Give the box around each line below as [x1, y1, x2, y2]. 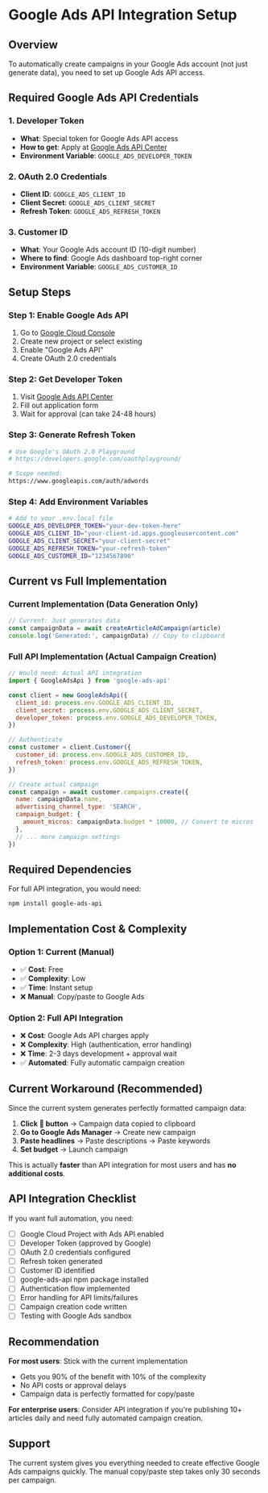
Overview [8, 38, 59, 52]
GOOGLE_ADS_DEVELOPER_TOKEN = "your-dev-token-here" [8, 522, 182, 530]
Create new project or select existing [19, 336, 142, 346]
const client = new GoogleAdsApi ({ [8, 691, 128, 699]
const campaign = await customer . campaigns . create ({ [8, 788, 189, 796]
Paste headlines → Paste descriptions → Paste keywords [19, 1136, 211, 1146]
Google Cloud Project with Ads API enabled [19, 1228, 164, 1239]
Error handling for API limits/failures [19, 1293, 138, 1303]
